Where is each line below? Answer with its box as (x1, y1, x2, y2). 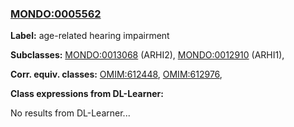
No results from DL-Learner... (10, 107, 131, 119)
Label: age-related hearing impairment (10, 30, 170, 42)
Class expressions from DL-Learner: (10, 88, 164, 100)
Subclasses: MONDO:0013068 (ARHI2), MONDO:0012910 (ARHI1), (10, 49, 285, 61)
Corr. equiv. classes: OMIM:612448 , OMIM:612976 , (10, 68, 223, 81)
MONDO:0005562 (10, 7, 102, 21)
